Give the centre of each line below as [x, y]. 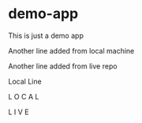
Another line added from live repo [63, 66]
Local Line [25, 81]
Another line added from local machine [71, 50]
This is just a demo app [46, 35]
